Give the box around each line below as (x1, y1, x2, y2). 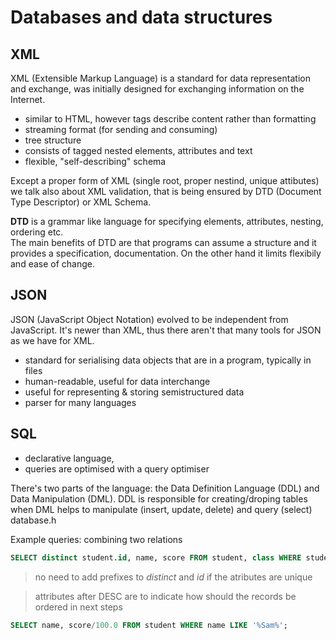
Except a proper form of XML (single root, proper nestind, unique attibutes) (10, 175, 320, 186)
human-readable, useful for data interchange (24, 375, 211, 387)
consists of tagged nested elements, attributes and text (24, 145, 253, 156)
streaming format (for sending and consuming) (24, 124, 218, 135)
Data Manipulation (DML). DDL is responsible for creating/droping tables (10, 492, 308, 505)
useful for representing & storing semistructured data (24, 386, 245, 398)
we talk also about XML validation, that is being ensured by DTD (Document (10, 186, 322, 197)
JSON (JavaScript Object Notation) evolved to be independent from (10, 313, 289, 325)
